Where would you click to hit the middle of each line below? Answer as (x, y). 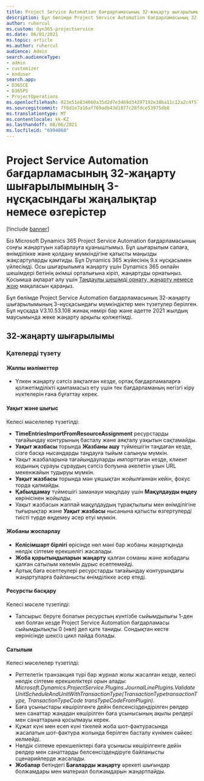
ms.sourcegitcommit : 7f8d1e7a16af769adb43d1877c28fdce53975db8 (88, 108)
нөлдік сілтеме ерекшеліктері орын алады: (71, 681)
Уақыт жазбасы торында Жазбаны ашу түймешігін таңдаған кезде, (104, 446)
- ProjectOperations (32, 97)
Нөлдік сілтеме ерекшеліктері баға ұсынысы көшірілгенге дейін (98, 746)
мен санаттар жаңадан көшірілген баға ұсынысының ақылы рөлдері (104, 714)
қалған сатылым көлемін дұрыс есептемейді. (74, 564)
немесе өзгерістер (56, 212)
